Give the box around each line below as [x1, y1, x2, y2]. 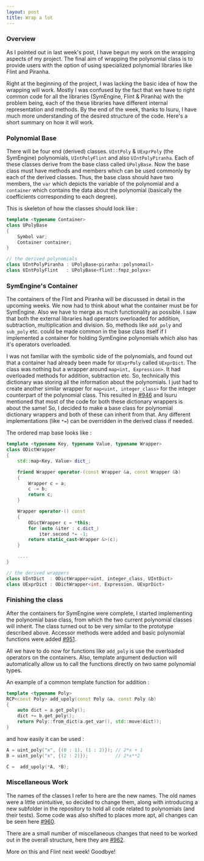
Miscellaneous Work [6, 778, 69, 787]
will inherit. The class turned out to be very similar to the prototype [6, 622, 174, 629]
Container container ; [17, 239, 72, 246]
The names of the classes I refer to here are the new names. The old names [6, 792, 196, 799]
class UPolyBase [6, 222, 47, 229]
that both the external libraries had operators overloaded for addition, [6, 315, 181, 322]
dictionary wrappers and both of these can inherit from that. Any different [6, 411, 191, 418]
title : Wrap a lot [6, 15, 53, 21]
